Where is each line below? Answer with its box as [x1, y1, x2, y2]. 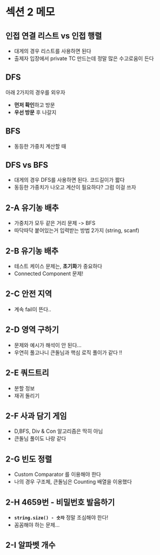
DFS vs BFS [5, 160, 48, 170]
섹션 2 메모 [5, 5, 55, 19]
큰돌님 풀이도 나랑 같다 [14, 435, 66, 442]
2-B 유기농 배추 [5, 246, 59, 256]
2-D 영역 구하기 [5, 325, 59, 335]
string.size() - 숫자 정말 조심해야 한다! [14, 514, 109, 521]
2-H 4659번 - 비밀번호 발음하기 [5, 497, 115, 507]
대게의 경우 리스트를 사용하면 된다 [14, 48, 92, 54]
